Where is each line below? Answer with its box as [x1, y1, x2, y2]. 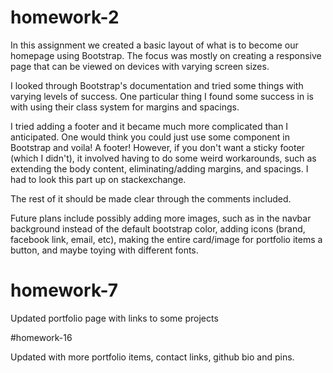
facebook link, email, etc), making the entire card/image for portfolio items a [10, 233, 323, 245]
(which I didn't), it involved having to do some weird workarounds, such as [10, 152, 317, 164]
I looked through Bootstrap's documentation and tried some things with [10, 79, 304, 91]
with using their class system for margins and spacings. [10, 101, 240, 113]
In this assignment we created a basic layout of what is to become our [10, 39, 299, 51]
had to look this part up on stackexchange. [10, 173, 187, 185]
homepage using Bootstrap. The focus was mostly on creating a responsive [10, 49, 322, 61]
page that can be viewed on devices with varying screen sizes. [10, 60, 270, 72]
